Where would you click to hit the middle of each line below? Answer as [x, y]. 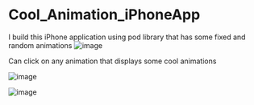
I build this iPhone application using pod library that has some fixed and [127, 37]
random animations [40, 45]
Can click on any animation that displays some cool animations [112, 61]
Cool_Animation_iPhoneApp [104, 15]
